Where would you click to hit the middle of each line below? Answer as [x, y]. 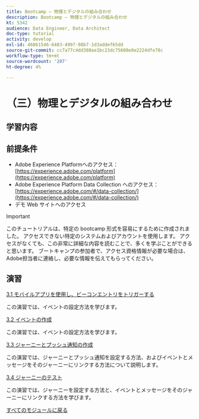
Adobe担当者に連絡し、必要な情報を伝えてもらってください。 [81, 258]
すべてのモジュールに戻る [37, 410]
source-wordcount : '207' [37, 61]
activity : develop [29, 39]
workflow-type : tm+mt [33, 56]
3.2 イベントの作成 [29, 319]
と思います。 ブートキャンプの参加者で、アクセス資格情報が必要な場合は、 [97, 250]
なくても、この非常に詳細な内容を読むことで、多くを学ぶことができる [107, 243]
